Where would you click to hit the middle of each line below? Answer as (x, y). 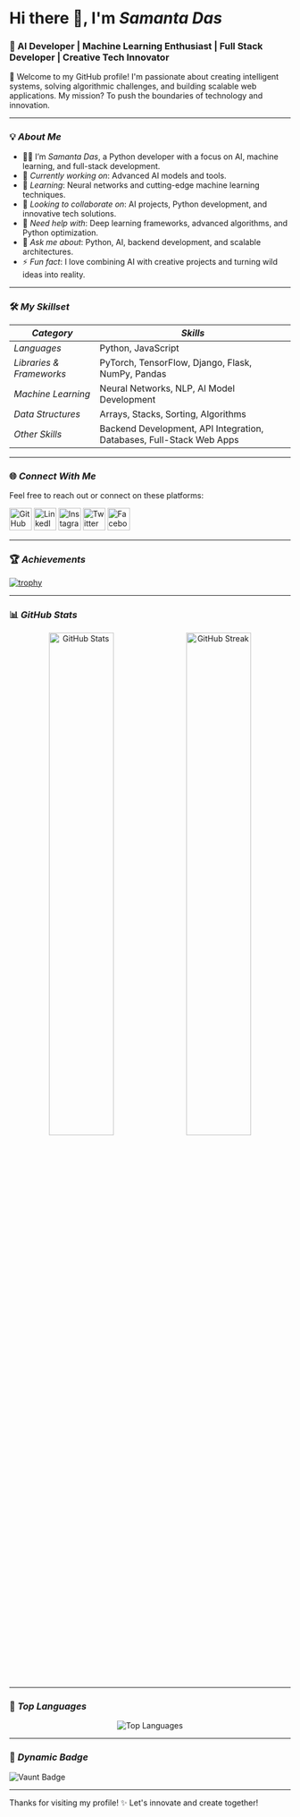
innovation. (30, 106)
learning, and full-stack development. (91, 166)
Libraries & (37, 363)
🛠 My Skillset (39, 306)
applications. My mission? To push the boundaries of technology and (136, 96)
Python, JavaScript (139, 348)
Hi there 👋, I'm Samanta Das (116, 18)
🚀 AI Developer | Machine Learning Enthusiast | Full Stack (136, 47)
